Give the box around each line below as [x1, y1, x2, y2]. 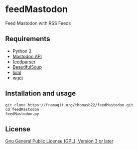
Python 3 [12, 48, 32, 54]
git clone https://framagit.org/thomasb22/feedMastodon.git [5, 102, 134, 107]
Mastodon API [12, 53, 42, 59]
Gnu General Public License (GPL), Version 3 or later [5, 138, 114, 144]
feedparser [12, 59, 36, 65]
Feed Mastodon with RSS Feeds [5, 20, 71, 26]
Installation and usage [5, 89, 76, 98]
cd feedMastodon [5, 107, 39, 112]
